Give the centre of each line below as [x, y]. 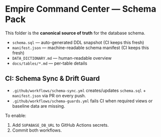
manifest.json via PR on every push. [49, 95]
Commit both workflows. [37, 130]
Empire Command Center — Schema [81, 9]
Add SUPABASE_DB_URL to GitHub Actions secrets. [60, 125]
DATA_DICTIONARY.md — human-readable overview [62, 58]
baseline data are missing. [38, 106]
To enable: [16, 115]
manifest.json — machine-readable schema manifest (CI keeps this [80, 47]
